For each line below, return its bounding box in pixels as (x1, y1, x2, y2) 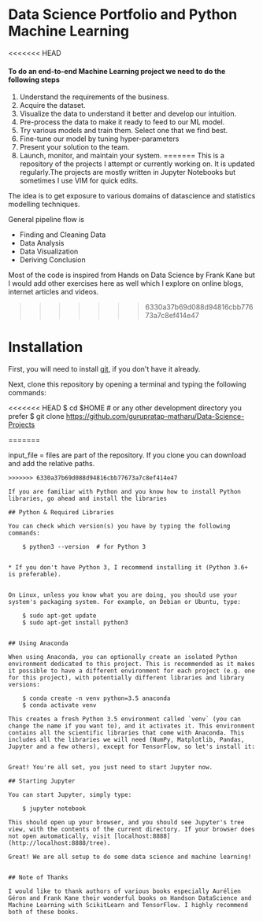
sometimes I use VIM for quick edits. (19, 176, 139, 186)
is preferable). (8, 571, 61, 579)
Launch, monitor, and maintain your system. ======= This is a (19, 151, 224, 161)
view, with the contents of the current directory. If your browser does (8, 825, 256, 834)
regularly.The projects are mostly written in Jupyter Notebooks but (19, 168, 236, 177)
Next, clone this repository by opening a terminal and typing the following (8, 380, 246, 389)
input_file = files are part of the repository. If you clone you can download (8, 450, 246, 460)
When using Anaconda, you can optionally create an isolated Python (8, 654, 238, 661)
